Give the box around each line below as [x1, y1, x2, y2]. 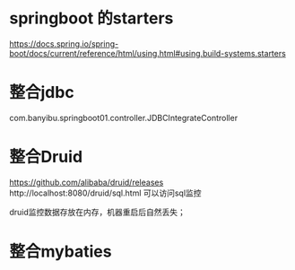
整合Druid [9, 147, 83, 167]
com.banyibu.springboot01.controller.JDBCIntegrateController [9, 112, 239, 123]
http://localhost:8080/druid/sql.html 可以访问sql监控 [9, 187, 202, 198]
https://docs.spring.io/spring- [9, 38, 119, 49]
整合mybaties [9, 241, 112, 261]
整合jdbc [9, 83, 74, 103]
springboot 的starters [9, 8, 174, 29]
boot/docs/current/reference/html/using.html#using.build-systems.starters [9, 48, 287, 58]
